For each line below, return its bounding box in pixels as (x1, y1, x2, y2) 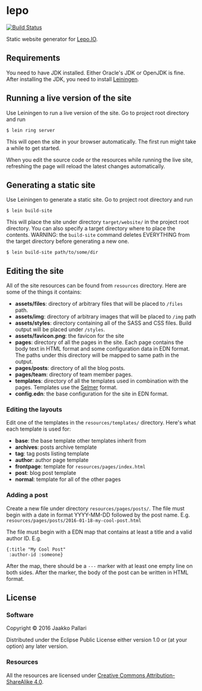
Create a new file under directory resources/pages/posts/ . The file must (6, 504, 185, 512)
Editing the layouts (6, 405, 62, 414)
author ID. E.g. (6, 534, 42, 542)
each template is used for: (6, 425, 71, 433)
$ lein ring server (6, 127, 55, 133)
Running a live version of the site (6, 93, 131, 104)
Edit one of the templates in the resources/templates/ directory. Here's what (6, 419, 196, 426)
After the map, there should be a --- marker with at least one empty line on (6, 562, 193, 569)
